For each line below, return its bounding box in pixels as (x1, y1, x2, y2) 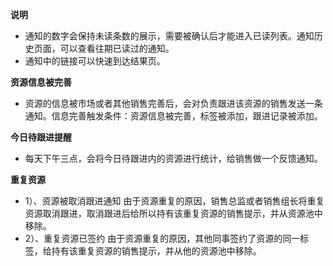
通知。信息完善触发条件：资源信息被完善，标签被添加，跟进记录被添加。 (24, 110, 323, 122)
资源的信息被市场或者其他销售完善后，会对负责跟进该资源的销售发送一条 (24, 98, 323, 109)
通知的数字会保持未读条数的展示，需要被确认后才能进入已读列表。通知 (24, 30, 315, 42)
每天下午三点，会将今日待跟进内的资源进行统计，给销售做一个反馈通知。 (24, 153, 323, 164)
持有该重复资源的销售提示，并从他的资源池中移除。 (51, 245, 262, 257)
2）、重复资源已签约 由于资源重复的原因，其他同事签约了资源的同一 (24, 233, 301, 244)
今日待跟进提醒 (10, 131, 72, 143)
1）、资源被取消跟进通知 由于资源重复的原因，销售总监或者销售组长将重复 (24, 195, 325, 207)
